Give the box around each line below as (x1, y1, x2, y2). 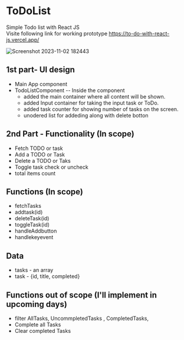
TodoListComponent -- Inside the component (14, 87, 125, 94)
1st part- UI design (6, 65, 75, 75)
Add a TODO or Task (14, 151, 65, 158)
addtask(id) (14, 208, 43, 216)
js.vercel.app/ (6, 36, 40, 43)
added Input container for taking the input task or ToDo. (23, 99, 159, 106)
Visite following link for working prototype (6, 30, 108, 37)
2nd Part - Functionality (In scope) (6, 129, 134, 139)
